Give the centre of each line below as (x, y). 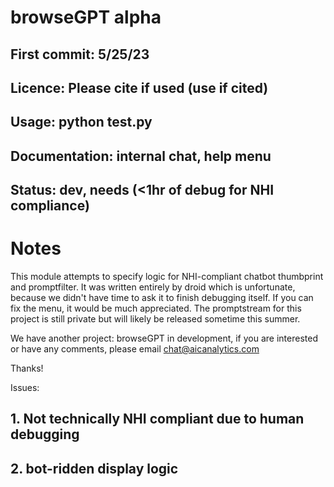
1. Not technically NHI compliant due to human (157, 419)
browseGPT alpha (86, 17)
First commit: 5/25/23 (80, 54)
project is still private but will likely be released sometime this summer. (155, 319)
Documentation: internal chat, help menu (141, 156)
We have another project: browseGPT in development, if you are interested (164, 338)
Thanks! (27, 368)
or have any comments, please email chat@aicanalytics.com (135, 349)
